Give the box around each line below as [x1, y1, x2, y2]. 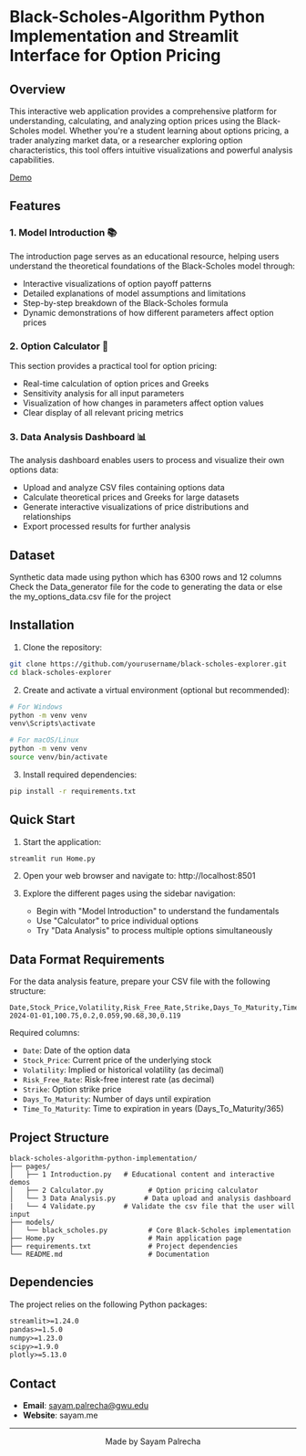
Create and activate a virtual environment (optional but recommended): [22, 684, 290, 695]
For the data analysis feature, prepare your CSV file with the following [9, 976, 270, 987]
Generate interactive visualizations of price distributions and [22, 501, 249, 512]
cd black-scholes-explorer [9, 668, 112, 677]
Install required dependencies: [22, 769, 138, 780]
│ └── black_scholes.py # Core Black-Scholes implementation [9, 1226, 291, 1235]
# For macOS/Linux [9, 735, 79, 745]
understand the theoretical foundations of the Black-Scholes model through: [9, 260, 296, 271]
